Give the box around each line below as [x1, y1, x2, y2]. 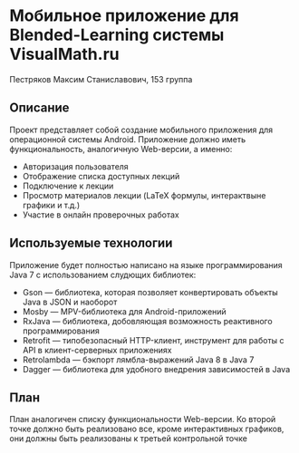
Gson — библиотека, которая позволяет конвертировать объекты [22, 286, 278, 297]
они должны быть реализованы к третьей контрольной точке [9, 433, 247, 444]
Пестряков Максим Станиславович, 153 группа [9, 73, 193, 84]
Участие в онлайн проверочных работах [22, 209, 179, 220]
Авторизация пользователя [22, 160, 129, 172]
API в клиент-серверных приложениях [22, 344, 172, 355]
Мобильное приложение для [9, 5, 239, 26]
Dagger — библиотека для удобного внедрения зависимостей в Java [22, 363, 291, 374]
